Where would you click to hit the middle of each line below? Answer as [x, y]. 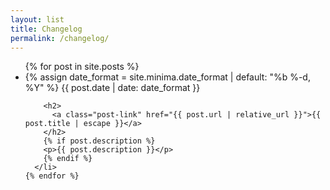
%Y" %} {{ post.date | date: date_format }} [112, 88]
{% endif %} [68, 159]
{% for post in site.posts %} [82, 67]
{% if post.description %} [99, 141]
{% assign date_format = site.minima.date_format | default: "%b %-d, [167, 77]
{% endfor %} [52, 176]
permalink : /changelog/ [60, 38]
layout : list [37, 19]
